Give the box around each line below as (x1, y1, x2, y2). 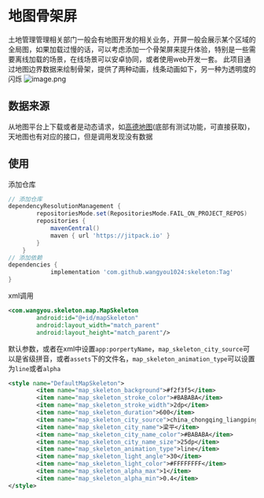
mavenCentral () (49, 225, 101, 232)
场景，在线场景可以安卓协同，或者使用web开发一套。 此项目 (49, 54, 244, 64)
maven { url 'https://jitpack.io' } (49, 232, 170, 240)
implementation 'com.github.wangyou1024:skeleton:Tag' (49, 269, 234, 277)
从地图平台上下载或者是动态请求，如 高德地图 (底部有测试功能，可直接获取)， (8, 121, 255, 131)
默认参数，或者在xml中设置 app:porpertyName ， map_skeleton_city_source (8, 344, 244, 353)
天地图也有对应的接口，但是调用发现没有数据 (8, 132, 153, 141)
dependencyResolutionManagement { (8, 203, 122, 210)
